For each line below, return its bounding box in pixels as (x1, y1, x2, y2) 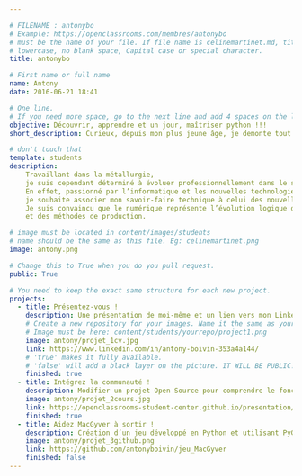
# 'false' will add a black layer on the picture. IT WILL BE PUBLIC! (25, 361, 296, 370)
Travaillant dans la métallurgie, (25, 170, 155, 179)
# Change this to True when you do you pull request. (9, 261, 216, 270)
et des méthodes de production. (25, 212, 147, 221)
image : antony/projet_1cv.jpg (25, 336, 139, 345)
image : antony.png (9, 245, 78, 254)
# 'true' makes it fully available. (25, 353, 164, 362)
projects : (9, 294, 47, 303)
